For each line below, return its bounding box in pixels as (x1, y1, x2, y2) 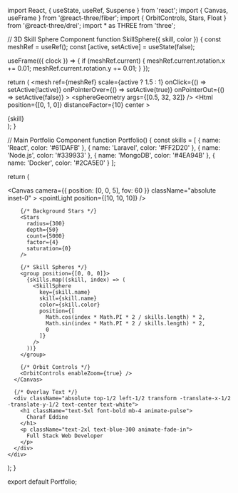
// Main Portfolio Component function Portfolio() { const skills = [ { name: (7, 136, 221, 144)
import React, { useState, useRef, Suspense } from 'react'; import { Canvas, (7, 6, 229, 14)
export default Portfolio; (7, 477, 77, 486)
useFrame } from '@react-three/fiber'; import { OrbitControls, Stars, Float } (7, 14, 227, 22)
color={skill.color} (38, 301, 100, 308)
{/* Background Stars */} (20, 208, 98, 215)
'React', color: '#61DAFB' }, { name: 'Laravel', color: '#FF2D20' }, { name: (7, 143, 221, 152)
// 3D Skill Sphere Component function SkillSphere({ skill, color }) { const (7, 35, 222, 44)
